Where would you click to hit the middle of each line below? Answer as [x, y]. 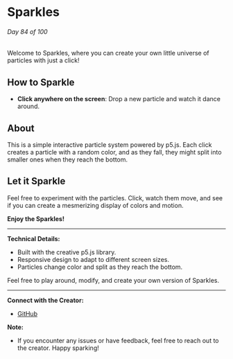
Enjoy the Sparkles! [36, 218]
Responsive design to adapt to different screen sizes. [93, 259]
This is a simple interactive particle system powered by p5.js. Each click [110, 145]
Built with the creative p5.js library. [67, 252]
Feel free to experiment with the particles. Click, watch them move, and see [115, 198]
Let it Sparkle [36, 181]
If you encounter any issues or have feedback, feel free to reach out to [118, 340]
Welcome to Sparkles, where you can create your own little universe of [108, 53]
